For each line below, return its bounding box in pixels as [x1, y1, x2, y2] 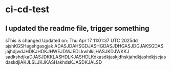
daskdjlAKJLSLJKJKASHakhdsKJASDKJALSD [5, 59, 102, 65]
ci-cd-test [5, 4, 50, 15]
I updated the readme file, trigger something [5, 24, 149, 33]
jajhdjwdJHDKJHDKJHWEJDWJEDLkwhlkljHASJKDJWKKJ [5, 49, 130, 54]
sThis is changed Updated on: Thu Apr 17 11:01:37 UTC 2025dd [5, 37, 138, 43]
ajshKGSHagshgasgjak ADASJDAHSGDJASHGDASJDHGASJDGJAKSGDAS [5, 43, 164, 49]
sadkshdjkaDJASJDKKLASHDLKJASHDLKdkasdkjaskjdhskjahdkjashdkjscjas [5, 54, 166, 60]
